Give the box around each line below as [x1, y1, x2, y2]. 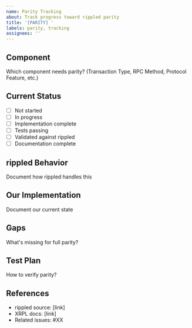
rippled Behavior [6, 157, 69, 168]
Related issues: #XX [14, 316, 63, 324]
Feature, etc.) [6, 74, 39, 81]
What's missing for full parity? [6, 238, 79, 246]
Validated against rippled [14, 134, 75, 140]
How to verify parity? [6, 271, 57, 279]
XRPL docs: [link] [14, 310, 57, 317]
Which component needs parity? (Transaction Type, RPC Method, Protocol [6, 68, 187, 75]
